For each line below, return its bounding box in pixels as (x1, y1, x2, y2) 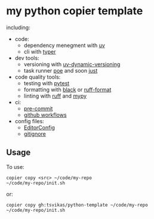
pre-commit (23, 105, 53, 112)
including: (6, 24, 31, 31)
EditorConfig (23, 124, 56, 131)
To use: (6, 163, 25, 170)
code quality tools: (14, 73, 61, 80)
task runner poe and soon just (23, 67, 98, 74)
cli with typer (23, 48, 56, 55)
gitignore (23, 130, 46, 137)
